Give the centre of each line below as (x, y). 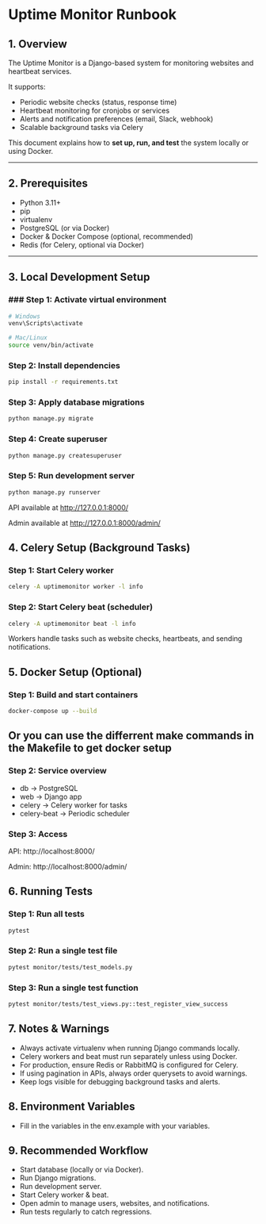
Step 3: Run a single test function (73, 988)
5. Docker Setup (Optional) (75, 672)
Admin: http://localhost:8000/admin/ (68, 866)
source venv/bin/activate (51, 345)
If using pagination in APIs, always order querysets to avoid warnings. (133, 1073)
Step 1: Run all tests (46, 914)
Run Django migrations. (58, 1178)
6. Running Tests (51, 891)
